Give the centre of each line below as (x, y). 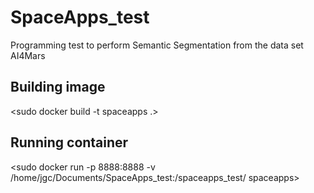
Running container (69, 142)
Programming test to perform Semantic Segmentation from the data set (157, 45)
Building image (58, 87)
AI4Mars (28, 55)
